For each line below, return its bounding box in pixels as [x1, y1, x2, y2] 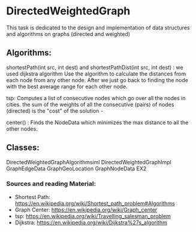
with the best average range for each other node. [6, 83, 128, 90]
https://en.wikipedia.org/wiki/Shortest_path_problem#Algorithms [14, 200, 175, 207]
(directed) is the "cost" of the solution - [6, 107, 104, 115]
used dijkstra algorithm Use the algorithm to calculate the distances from [6, 70, 186, 77]
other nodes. [6, 125, 38, 132]
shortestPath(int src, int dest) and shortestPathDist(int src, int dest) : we [6, 64, 184, 71]
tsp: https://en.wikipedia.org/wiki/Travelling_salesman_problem [14, 212, 171, 219]
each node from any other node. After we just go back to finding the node [6, 76, 189, 83]
